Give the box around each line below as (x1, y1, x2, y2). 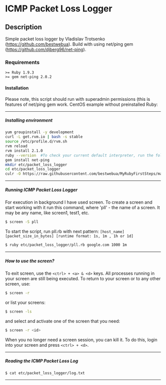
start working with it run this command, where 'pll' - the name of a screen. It (5, 205, 160, 211)
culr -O (5, 171, 21, 176)
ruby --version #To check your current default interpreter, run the (5, 153, 154, 158)
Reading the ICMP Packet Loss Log (5, 358, 79, 364)
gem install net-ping (5, 157, 50, 162)
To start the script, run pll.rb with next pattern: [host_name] (5, 229, 125, 234)
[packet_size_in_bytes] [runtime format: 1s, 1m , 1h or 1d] (5, 234, 134, 239)
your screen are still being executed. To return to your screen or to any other (5, 275, 161, 281)
